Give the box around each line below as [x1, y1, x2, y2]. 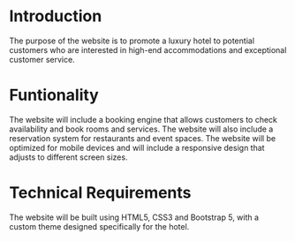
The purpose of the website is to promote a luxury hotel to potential [9, 35, 254, 46]
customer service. [9, 54, 75, 64]
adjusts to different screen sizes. [9, 152, 128, 162]
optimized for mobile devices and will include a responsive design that [9, 142, 265, 153]
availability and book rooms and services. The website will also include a [9, 124, 274, 134]
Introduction [9, 6, 102, 26]
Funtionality [9, 86, 99, 105]
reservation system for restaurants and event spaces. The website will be [9, 132, 276, 143]
